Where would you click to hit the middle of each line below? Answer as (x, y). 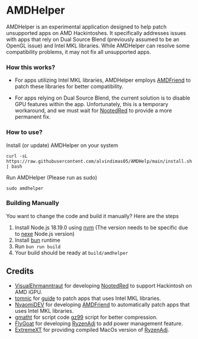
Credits (20, 271)
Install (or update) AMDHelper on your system (62, 145)
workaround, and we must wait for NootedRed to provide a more (93, 111)
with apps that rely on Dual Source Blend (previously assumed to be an (93, 39)
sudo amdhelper (25, 188)
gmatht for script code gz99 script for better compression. (86, 317)
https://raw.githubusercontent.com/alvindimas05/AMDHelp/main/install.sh (99, 161)
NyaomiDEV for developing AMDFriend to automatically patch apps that (102, 304)
